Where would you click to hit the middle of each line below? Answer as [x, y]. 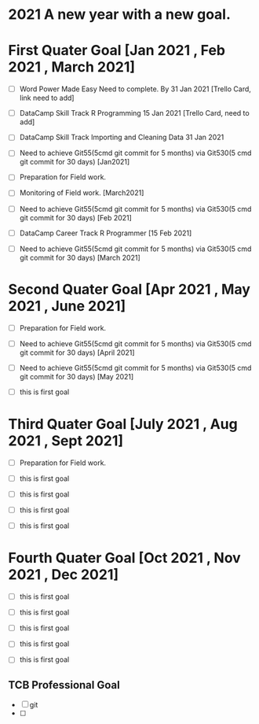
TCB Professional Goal [64, 685]
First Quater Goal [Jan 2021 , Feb [117, 51]
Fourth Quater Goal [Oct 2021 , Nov [124, 558]
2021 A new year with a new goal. [120, 15]
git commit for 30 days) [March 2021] [80, 257]
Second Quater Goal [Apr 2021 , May [129, 289]
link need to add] [47, 98]
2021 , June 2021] [67, 306]
